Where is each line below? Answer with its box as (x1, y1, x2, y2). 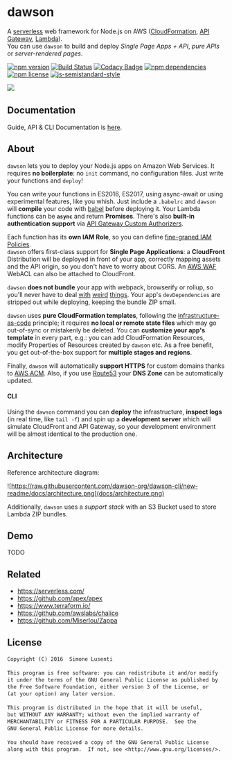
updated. (7, 376, 33, 385)
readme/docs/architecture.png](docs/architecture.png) (7, 489, 165, 497)
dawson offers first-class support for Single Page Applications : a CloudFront (7, 247, 225, 255)
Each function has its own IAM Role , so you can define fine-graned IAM (7, 233, 213, 241)
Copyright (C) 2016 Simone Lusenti (7, 656, 113, 663)
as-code (7, 319, 31, 327)
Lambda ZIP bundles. (7, 509, 68, 518)
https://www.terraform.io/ (17, 602, 91, 610)
